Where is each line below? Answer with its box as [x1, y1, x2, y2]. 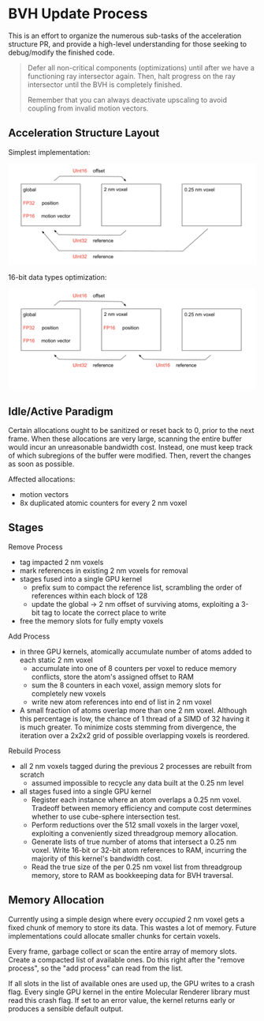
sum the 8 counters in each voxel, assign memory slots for [31, 680, 222, 690]
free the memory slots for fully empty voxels [19, 616, 164, 625]
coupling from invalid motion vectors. [27, 104, 149, 113]
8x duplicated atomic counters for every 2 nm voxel [19, 499, 188, 508]
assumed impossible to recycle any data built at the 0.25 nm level [31, 778, 244, 787]
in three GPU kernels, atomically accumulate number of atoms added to [19, 646, 252, 656]
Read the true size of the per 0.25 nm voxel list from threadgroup [31, 862, 243, 872]
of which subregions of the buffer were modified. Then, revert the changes [8, 451, 251, 461]
